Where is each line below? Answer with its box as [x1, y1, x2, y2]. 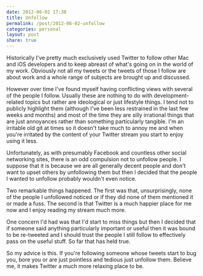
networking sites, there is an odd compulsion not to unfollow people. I [6, 156, 182, 162]
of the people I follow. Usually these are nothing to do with [6, 92, 153, 99]
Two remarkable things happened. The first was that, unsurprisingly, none [6, 187, 192, 194]
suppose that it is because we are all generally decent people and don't [6, 162, 186, 169]
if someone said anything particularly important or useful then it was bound [6, 225, 196, 232]
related [6, 98, 24, 106]
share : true [6, 37, 37, 43]
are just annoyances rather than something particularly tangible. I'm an [6, 118, 184, 125]
